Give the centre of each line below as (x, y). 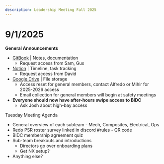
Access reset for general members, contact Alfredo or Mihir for (84, 84)
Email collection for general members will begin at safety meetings (88, 94)
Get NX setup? (35, 151)
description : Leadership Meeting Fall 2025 (51, 10)
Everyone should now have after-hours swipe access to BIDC (77, 100)
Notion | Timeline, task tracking (44, 68)
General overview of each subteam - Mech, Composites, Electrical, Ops (86, 124)
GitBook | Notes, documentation (45, 58)
